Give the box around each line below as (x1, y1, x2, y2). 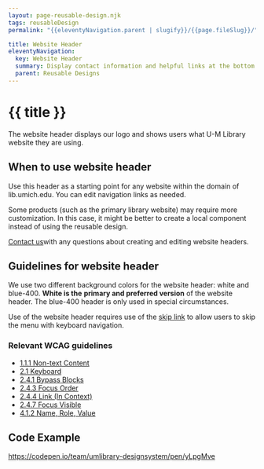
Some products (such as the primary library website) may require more (8, 205, 238, 214)
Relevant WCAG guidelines (8, 340, 113, 351)
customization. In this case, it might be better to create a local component (8, 213, 247, 222)
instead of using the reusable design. (8, 222, 128, 231)
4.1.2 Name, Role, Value (19, 408, 96, 417)
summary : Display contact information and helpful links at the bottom (15, 62, 255, 71)
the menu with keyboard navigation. (8, 321, 124, 330)
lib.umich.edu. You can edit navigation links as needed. (8, 189, 186, 199)
